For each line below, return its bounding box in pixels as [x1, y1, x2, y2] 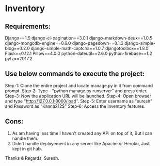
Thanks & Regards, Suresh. [5, 155, 59, 161]
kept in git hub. [12, 146, 42, 151]
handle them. [12, 135, 39, 141]
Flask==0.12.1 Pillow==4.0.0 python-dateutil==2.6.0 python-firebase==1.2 [5, 50, 152, 56]
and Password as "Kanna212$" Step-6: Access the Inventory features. [5, 103, 145, 109]
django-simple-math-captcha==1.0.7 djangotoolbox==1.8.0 [31, 46, 149, 51]
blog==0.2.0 [5, 46, 30, 51]
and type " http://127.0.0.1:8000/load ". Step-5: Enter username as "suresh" [5, 98, 153, 104]
